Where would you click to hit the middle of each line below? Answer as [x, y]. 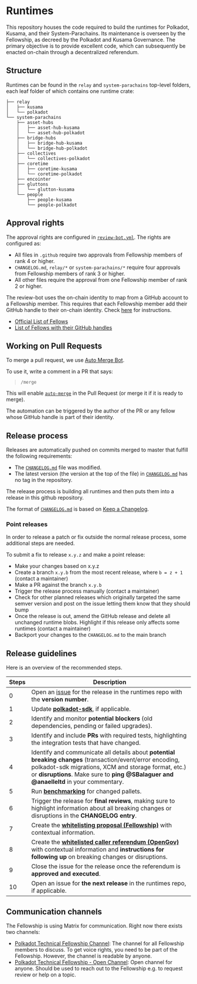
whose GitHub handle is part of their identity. [60, 417]
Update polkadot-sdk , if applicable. [81, 709]
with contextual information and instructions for [98, 850]
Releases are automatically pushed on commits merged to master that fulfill [97, 450]
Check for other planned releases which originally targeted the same [97, 597]
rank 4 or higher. [35, 261]
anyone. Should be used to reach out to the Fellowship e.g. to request [98, 969]
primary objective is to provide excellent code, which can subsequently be [96, 46]
